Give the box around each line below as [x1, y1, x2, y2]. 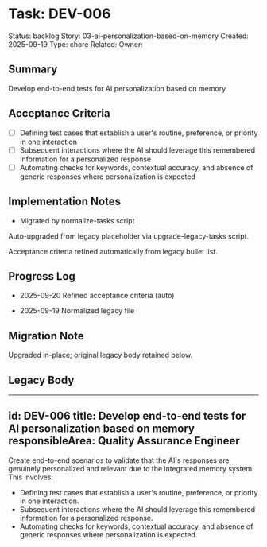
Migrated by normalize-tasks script [19, 215, 135, 225]
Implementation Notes [8, 195, 122, 208]
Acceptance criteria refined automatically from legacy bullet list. [8, 246, 219, 256]
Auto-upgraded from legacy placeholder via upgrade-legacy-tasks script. [8, 231, 249, 241]
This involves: [8, 472, 54, 482]
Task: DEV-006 [8, 5, 111, 23]
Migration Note [8, 329, 85, 343]
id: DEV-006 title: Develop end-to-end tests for [8, 409, 246, 423]
